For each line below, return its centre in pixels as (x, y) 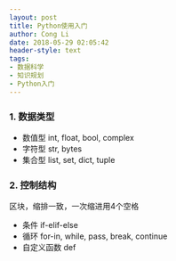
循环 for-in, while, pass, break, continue (95, 236)
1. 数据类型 (32, 117)
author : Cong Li (39, 34)
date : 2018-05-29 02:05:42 (59, 42)
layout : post (33, 17)
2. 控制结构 (33, 185)
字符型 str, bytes (52, 149)
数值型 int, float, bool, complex (78, 137)
